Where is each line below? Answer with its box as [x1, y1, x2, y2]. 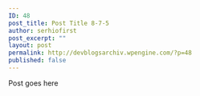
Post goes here [8, 78, 59, 88]
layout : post [8, 42, 52, 50]
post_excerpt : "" [8, 34, 67, 42]
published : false [8, 57, 67, 65]
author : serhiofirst [8, 26, 78, 34]
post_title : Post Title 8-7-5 [8, 19, 110, 27]
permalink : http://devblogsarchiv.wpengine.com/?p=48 [8, 49, 193, 57]
